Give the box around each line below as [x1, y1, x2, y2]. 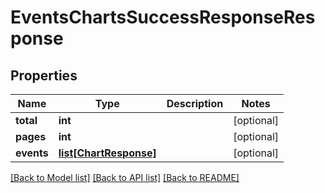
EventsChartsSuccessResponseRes [10, 6, 316, 29]
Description [166, 97, 224, 110]
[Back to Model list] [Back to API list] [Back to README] [10, 172, 240, 183]
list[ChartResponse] [58, 146, 157, 160]
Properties [10, 67, 78, 84]
